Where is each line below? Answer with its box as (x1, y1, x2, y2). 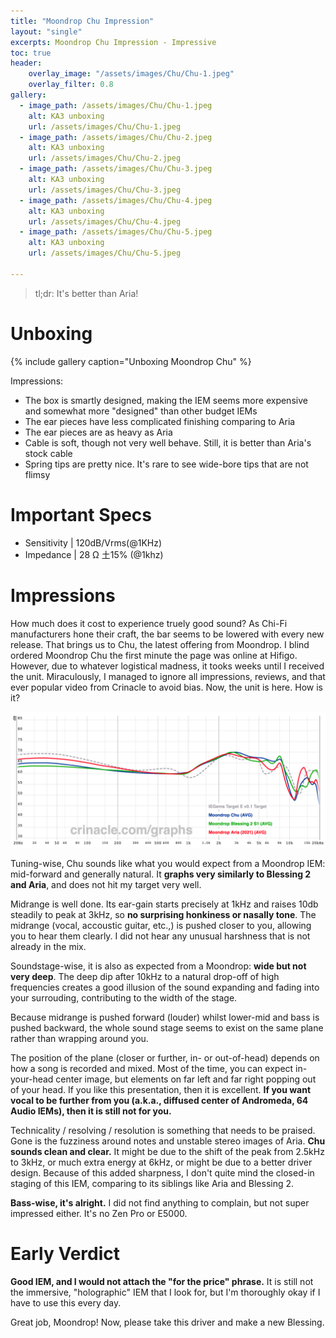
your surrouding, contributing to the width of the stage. (10, 992, 238, 1004)
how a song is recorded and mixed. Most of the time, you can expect (10, 1063, 294, 1075)
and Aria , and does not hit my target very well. (10, 879, 202, 891)
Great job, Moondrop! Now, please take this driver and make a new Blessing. (10, 1316, 325, 1329)
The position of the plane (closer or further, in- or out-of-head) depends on (10, 1052, 320, 1064)
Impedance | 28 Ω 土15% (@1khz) (24, 548, 164, 560)
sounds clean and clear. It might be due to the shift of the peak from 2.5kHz (10, 1146, 325, 1158)
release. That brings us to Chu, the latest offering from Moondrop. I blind (10, 638, 310, 650)
